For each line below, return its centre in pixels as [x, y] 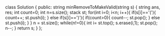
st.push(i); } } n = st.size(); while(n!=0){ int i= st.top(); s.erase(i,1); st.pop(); [82, 23]
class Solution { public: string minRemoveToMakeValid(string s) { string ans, [83, 7]
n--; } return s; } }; [24, 28]
